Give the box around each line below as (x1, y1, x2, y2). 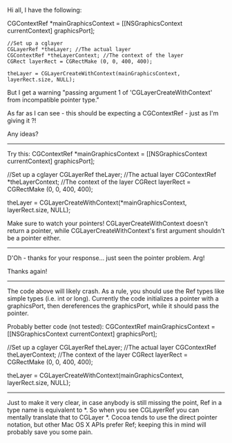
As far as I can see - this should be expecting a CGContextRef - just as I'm (7, 109, 219, 117)
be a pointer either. (7, 234, 61, 242)
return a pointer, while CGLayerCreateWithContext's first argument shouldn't (7, 227, 225, 234)
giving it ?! (7, 117, 37, 124)
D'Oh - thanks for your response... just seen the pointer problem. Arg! (7, 254, 205, 262)
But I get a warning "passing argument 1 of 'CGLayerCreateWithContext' (7, 88, 213, 96)
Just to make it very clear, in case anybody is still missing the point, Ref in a (7, 399, 222, 406)
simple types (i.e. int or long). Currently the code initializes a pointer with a (7, 294, 219, 303)
